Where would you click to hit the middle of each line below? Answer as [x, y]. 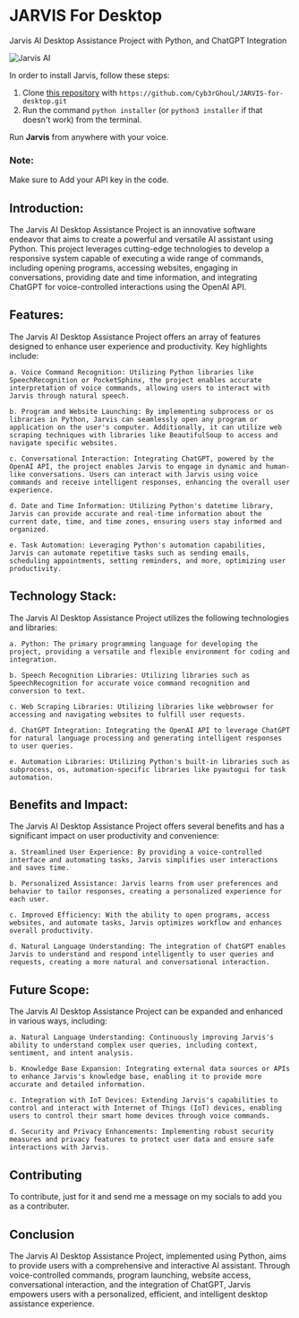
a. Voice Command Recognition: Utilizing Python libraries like [132, 372]
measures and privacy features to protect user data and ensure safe [142, 1140]
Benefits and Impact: [68, 805]
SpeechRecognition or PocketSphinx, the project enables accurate [136, 380]
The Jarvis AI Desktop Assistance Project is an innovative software [132, 230]
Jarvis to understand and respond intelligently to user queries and [142, 954]
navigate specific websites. [64, 443]
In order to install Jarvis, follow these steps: [90, 75]
